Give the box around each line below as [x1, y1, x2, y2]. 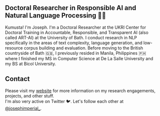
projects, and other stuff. [5, 93, 54, 99]
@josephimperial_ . [5, 105, 42, 111]
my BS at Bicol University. [5, 61, 57, 66]
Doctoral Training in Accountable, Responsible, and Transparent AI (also [5, 29, 149, 35]
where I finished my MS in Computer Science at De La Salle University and [5, 55, 154, 61]
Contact [5, 75, 30, 83]
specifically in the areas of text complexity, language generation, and [5, 40, 143, 46]
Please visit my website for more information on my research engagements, [5, 87, 156, 94]
